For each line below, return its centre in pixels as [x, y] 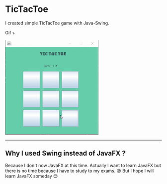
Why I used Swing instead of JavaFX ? [65, 153]
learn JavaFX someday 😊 [32, 176]
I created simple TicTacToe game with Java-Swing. [57, 23]
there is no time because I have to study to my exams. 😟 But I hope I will [80, 171]
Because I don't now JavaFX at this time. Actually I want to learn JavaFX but [83, 165]
